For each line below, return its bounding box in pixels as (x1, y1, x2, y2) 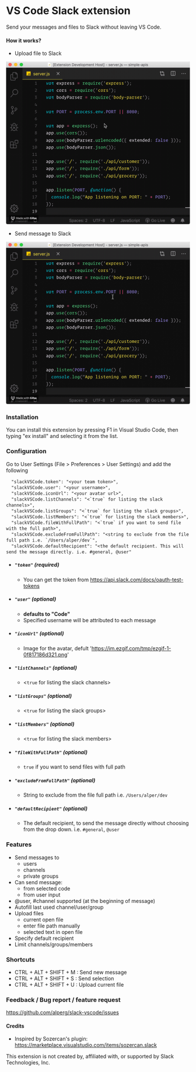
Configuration (6, 447, 47, 456)
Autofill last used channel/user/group (14, 904, 104, 911)
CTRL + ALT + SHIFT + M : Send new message (14, 968, 127, 976)
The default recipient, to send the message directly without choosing (23, 820, 189, 827)
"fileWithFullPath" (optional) (14, 749, 87, 756)
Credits (6, 1022, 24, 1029)
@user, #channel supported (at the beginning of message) (14, 897, 156, 904)
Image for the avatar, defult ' (23, 644, 92, 652)
